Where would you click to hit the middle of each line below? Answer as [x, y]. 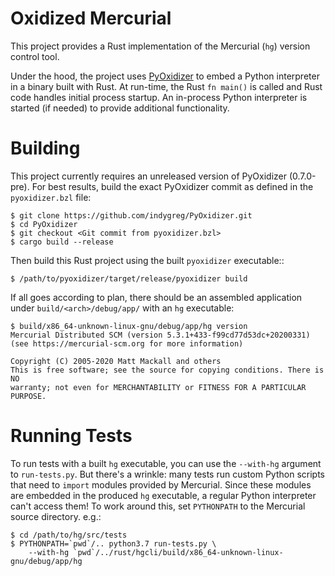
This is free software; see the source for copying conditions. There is [167, 370]
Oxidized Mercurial [91, 18]
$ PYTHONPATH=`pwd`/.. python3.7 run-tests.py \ [113, 543]
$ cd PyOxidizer [44, 224]
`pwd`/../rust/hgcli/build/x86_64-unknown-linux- [178, 552]
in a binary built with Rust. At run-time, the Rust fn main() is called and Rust [166, 86]
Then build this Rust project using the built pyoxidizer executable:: [147, 260]
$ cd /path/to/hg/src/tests [69, 535]
